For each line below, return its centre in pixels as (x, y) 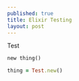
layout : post (26, 26)
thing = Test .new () (35, 71)
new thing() (24, 58)
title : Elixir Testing (39, 20)
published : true (30, 13)
